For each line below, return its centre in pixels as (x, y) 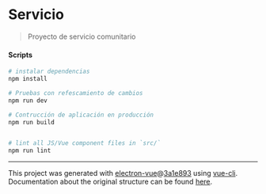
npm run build (32, 122)
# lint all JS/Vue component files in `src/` (84, 143)
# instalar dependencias (49, 72)
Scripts (21, 55)
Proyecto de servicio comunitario (82, 36)
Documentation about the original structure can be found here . (110, 182)
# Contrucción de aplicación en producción (81, 115)
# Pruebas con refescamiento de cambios (76, 93)
